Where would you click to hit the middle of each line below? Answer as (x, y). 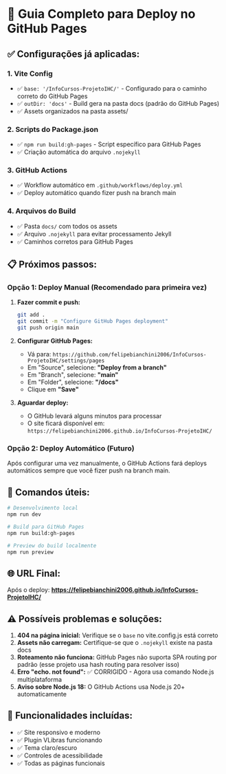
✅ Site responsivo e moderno (59, 732)
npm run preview (30, 552)
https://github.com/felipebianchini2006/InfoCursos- (129, 355)
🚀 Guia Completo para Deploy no (101, 14)
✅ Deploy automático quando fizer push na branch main (97, 193)
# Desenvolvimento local (43, 508)
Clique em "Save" (53, 389)
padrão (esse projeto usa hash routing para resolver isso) (98, 665)
